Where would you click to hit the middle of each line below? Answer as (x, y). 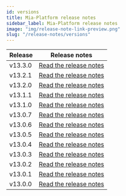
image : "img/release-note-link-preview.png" (63, 29)
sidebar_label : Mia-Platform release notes (62, 23)
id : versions (23, 12)
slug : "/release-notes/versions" (48, 35)
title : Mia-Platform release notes (51, 18)
